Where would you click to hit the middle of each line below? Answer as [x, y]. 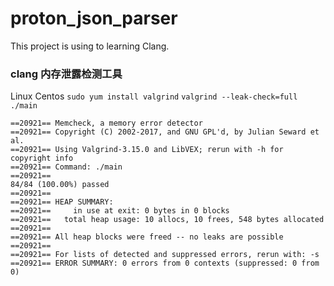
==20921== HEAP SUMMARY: [62, 202]
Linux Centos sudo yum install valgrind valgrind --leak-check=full [154, 96]
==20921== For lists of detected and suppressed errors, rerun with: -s [165, 255]
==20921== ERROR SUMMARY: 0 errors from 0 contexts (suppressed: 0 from [165, 263]
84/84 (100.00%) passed [60, 185]
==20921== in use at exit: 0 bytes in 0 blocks [120, 211]
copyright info [42, 158]
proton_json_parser [94, 18]
